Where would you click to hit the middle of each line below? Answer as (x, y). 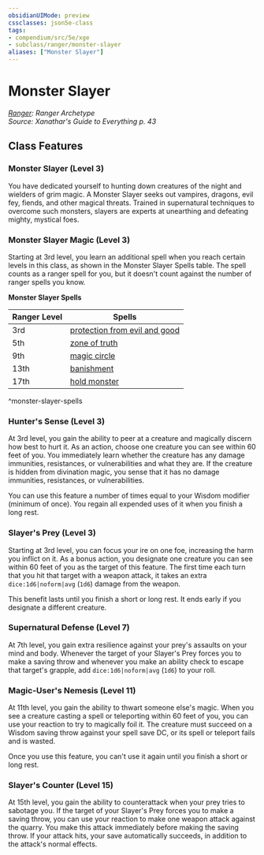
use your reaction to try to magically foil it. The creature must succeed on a (130, 724)
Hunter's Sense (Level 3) (56, 421)
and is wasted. (32, 741)
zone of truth (94, 342)
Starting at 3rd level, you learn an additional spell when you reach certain (127, 256)
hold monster (95, 381)
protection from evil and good (125, 330)
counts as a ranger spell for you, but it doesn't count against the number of (130, 274)
